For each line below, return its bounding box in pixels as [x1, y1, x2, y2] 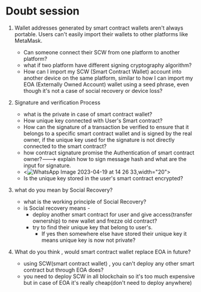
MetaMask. [14, 37, 43, 44]
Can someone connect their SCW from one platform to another [23, 48, 180, 56]
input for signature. [23, 162, 71, 169]
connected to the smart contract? [23, 142, 107, 150]
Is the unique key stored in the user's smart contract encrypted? [23, 174, 183, 182]
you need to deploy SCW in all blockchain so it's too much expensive [23, 273, 196, 280]
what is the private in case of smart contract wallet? [23, 110, 152, 118]
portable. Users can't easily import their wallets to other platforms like [14, 30, 188, 37]
